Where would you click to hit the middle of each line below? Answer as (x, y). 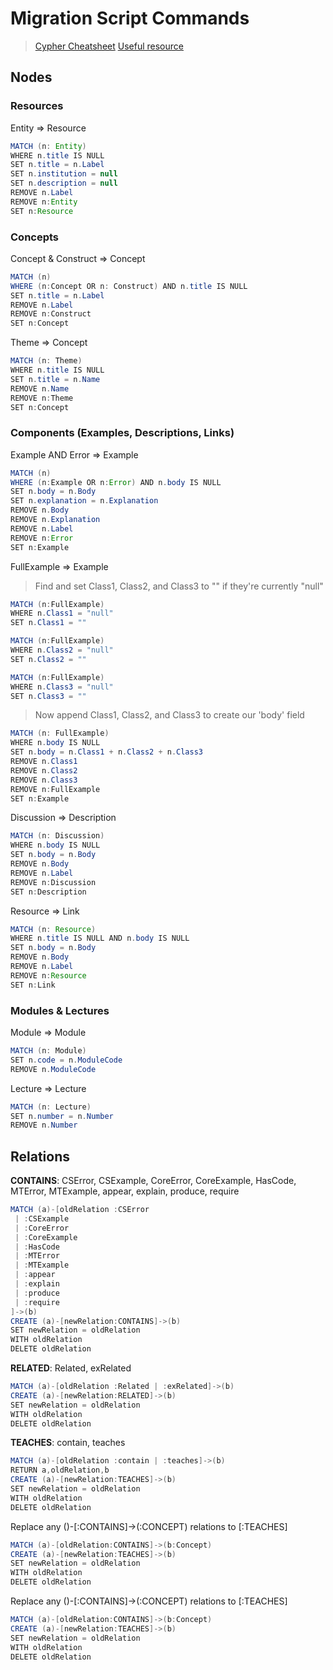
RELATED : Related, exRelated (71, 1368)
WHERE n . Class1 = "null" (62, 613)
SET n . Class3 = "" (48, 696)
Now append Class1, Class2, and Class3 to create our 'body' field (169, 715)
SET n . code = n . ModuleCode (66, 1060)
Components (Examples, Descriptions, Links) (122, 433)
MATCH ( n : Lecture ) (51, 1107)
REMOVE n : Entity (44, 202)
